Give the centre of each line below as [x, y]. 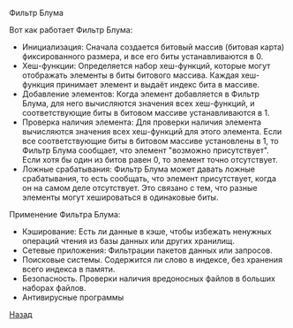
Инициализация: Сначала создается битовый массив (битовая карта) [153, 47]
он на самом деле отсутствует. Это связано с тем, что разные [139, 188]
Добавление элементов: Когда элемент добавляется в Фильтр [141, 94]
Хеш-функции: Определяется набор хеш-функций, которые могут [146, 66]
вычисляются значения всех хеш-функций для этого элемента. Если [152, 131]
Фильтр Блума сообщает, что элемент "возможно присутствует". [145, 150]
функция [38, 84]
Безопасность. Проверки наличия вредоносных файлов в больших [149, 278]
